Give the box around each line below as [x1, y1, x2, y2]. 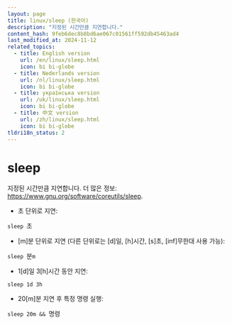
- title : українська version [13, 89, 100, 97]
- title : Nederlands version [13, 70, 100, 77]
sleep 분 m [7, 252, 36, 260]
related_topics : [7, 43, 55, 50]
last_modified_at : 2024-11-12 [7, 37, 97, 44]
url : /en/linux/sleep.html [20, 57, 100, 64]
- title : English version [13, 50, 91, 57]
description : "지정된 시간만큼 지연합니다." [7, 23, 123, 31]
